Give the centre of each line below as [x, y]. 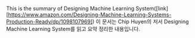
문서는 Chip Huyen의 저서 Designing [146, 22]
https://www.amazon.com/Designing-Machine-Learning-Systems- [90, 15]
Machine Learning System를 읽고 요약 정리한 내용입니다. [73, 29]
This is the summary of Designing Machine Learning [70, 8]
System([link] [152, 8]
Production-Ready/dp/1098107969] [49, 22]
